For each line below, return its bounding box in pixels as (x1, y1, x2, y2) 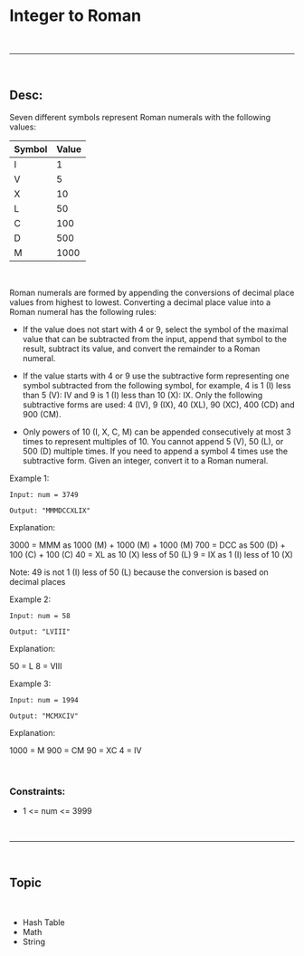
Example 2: (9, 594, 52, 605)
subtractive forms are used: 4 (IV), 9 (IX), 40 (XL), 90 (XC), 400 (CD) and (22, 399, 295, 410)
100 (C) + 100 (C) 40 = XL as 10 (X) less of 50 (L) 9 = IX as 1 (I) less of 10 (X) (9, 549, 294, 559)
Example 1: (9, 473, 50, 483)
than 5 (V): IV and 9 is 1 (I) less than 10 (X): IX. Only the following (22, 389, 263, 400)
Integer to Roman (9, 5, 142, 26)
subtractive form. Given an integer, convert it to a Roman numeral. (22, 454, 269, 466)
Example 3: (9, 678, 52, 689)
